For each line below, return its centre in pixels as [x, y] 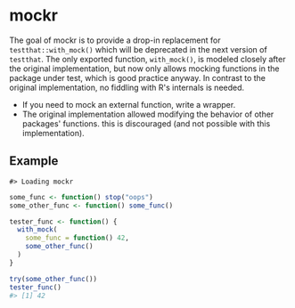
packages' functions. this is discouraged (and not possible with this [146, 123]
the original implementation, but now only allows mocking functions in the [144, 69]
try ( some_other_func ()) [53, 279]
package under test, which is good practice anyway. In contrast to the [137, 77]
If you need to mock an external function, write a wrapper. [129, 104]
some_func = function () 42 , [77, 238]
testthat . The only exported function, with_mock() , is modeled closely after [147, 59]
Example [34, 161]
